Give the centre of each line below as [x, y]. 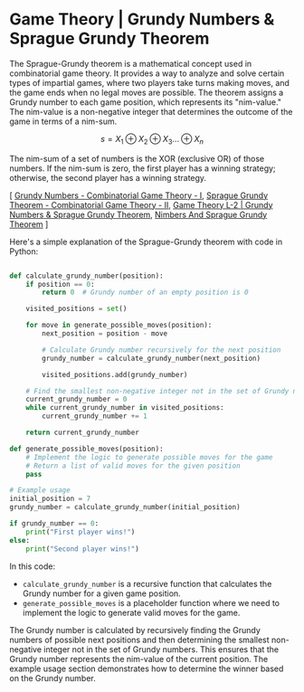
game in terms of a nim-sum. [63, 121]
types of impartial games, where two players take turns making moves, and [149, 82]
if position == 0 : [60, 284]
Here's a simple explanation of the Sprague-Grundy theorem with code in [146, 242]
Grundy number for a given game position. [101, 593]
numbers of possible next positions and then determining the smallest [139, 640]
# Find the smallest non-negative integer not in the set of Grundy [157, 391]
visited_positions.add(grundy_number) [115, 374]
